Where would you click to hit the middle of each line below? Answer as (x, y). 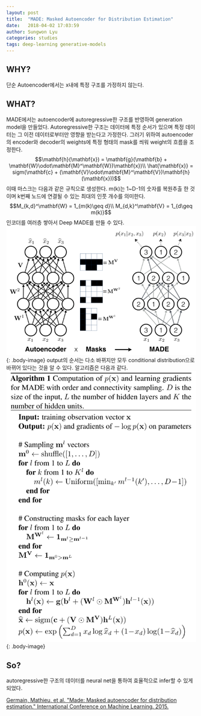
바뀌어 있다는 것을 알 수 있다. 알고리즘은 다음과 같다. (67, 368)
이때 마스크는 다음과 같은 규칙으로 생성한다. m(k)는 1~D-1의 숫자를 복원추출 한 (97, 188)
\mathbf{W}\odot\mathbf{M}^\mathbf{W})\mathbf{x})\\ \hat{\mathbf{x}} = (101, 165)
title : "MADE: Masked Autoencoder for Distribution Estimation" (90, 19)
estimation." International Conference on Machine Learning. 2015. (88, 706)
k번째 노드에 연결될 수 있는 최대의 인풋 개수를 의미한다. (81, 196)
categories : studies (32, 38)
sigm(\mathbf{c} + (35, 172)
